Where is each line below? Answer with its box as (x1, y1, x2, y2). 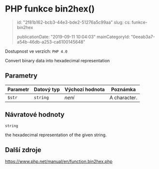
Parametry (5, 71, 38, 80)
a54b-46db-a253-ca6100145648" (16, 39, 86, 44)
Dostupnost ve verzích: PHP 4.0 (5, 48, 68, 54)
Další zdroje (5, 146, 42, 154)
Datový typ (33, 86, 60, 93)
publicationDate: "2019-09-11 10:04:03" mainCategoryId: (16, 34, 130, 40)
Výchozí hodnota (64, 86, 105, 93)
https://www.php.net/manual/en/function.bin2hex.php (5, 158, 113, 165)
